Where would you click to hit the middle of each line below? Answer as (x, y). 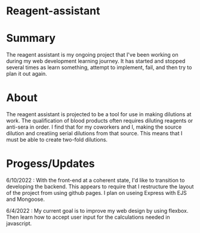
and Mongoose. (25, 199)
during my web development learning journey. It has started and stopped (96, 61)
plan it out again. (27, 74)
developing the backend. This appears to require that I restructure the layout (100, 187)
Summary (31, 38)
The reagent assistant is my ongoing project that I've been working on (92, 55)
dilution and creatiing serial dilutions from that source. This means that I (94, 133)
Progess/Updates (51, 164)
